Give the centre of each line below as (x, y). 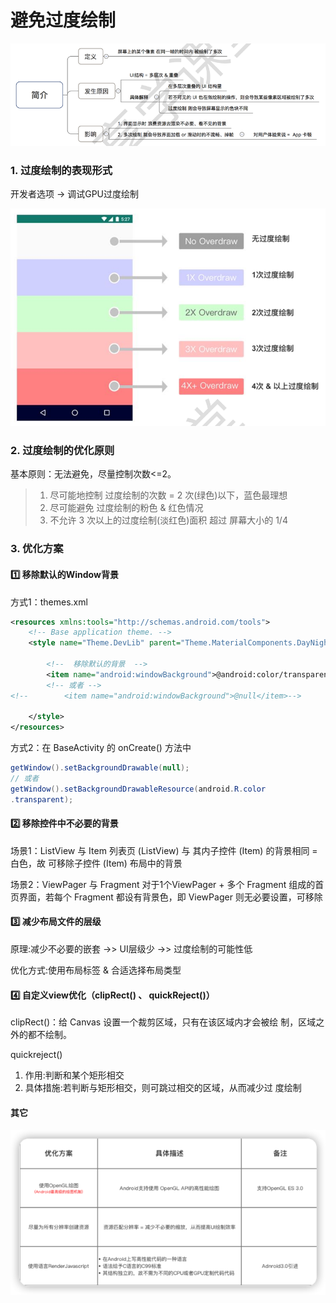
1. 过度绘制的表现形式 (61, 170)
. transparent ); (42, 799)
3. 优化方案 (37, 549)
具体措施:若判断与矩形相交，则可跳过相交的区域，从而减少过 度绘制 (163, 1088)
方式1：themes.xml (49, 602)
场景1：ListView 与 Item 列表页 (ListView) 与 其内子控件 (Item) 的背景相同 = (164, 850)
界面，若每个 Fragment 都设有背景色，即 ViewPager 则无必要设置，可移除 (170, 897)
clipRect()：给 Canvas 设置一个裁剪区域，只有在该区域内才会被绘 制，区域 (163, 1022)
